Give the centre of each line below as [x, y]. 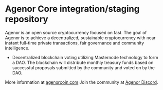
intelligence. [17, 48]
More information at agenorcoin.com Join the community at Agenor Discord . [81, 82]
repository [27, 19]
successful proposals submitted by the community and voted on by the [83, 67]
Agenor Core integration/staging [72, 9]
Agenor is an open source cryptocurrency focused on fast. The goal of [76, 32]
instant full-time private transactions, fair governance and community [75, 43]
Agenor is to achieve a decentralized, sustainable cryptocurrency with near [80, 38]
